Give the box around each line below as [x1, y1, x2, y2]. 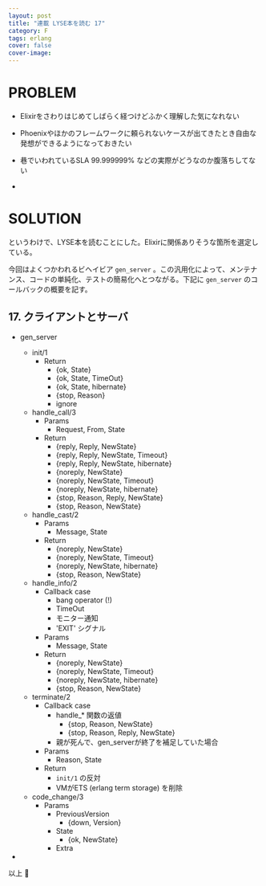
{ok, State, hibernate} [55, 382, 127, 391]
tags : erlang [8, 34, 52, 43]
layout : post [8, 11, 52, 20]
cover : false [8, 42, 52, 50]
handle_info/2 [31, 578, 78, 587]
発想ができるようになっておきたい [19, 138, 132, 148]
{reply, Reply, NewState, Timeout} [55, 450, 168, 459]
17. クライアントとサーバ [8, 310, 128, 324]
